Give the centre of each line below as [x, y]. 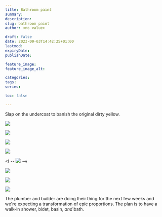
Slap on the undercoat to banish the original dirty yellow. [62, 114]
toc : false [16, 96]
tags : [11, 82]
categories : [17, 78]
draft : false [19, 37]
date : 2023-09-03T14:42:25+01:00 [40, 42]
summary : [14, 14]
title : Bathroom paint [28, 10]
